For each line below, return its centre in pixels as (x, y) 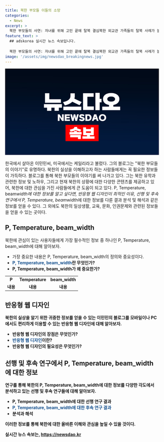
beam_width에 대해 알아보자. (33, 246)
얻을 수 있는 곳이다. (28, 212)
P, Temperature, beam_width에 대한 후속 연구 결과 (61, 407)
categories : (17, 15)
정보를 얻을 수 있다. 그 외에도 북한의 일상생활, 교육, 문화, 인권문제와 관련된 (75, 206)
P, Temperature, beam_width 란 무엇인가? (53, 262)
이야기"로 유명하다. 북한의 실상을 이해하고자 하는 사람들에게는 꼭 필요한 (78, 169)
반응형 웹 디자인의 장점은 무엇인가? (45, 334)
